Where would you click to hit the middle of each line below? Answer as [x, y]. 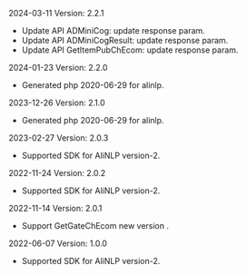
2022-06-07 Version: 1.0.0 [58, 243]
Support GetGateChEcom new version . [95, 226]
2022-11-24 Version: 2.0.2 [57, 173]
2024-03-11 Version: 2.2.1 [56, 13]
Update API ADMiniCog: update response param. [113, 30]
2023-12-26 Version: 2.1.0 [57, 103]
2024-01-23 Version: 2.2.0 [58, 68]
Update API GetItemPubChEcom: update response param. [130, 50]
